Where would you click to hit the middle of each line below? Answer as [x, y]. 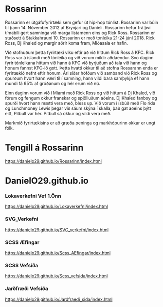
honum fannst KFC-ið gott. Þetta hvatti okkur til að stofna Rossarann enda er [81, 68]
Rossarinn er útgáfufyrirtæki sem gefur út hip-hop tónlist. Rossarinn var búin [82, 22]
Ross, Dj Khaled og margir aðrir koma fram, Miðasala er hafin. [66, 43]
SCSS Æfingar [22, 242]
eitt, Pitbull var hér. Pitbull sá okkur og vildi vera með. [58, 113]
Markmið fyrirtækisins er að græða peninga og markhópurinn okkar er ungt [80, 123]
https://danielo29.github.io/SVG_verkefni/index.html [57, 230]
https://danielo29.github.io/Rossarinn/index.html [54, 161]
